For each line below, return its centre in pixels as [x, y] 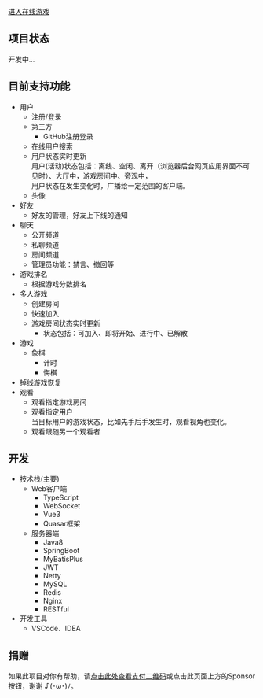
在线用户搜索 [52, 146]
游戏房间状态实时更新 [66, 323]
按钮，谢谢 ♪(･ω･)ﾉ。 [43, 686]
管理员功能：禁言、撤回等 [73, 264]
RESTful [56, 609]
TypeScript [61, 497]
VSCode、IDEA [56, 629]
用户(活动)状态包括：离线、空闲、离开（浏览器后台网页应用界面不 [137, 166]
